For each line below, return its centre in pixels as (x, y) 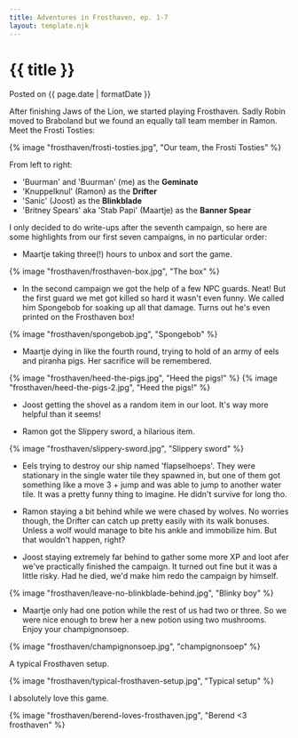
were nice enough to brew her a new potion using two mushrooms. (145, 620)
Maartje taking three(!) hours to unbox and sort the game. (127, 254)
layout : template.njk (49, 26)
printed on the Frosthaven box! (78, 317)
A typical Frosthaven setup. (59, 664)
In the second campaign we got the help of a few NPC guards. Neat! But (154, 289)
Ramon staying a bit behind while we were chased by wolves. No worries (155, 511)
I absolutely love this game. (59, 698)
